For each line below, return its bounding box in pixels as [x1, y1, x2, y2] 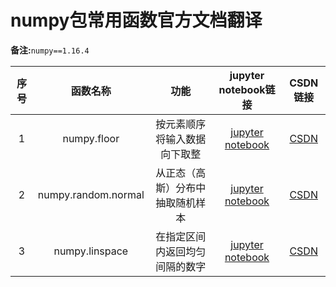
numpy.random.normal [37, 187, 145, 201]
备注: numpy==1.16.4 [10, 44, 90, 56]
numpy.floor [62, 131, 120, 145]
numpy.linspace [53, 244, 129, 258]
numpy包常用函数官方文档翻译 [10, 9, 263, 32]
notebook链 [218, 82, 276, 96]
